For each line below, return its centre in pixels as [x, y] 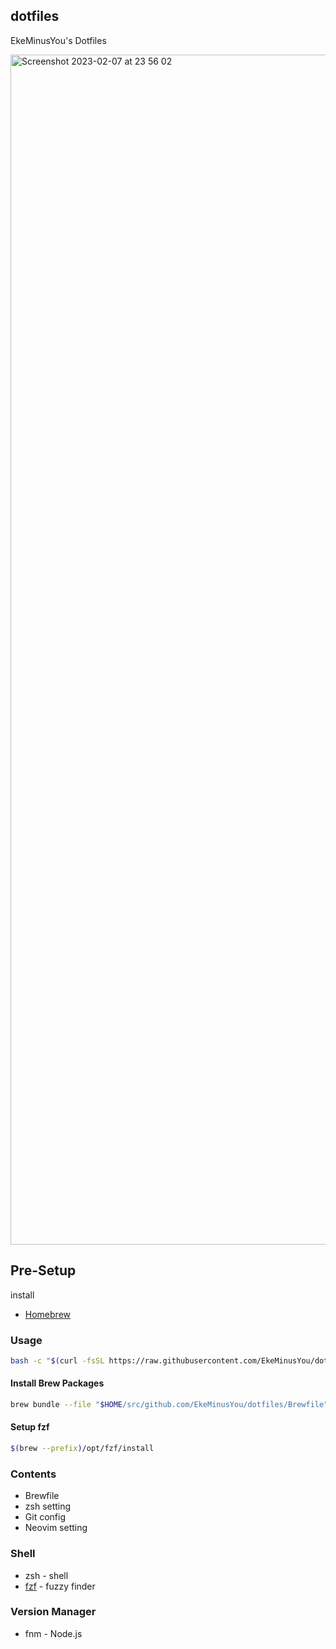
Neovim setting [56, 1528]
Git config [45, 1517]
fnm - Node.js [53, 1633]
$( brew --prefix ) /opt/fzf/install [82, 1449]
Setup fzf [30, 1427]
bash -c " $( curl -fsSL [57, 1360]
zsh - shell [46, 1575]
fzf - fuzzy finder [60, 1586]
